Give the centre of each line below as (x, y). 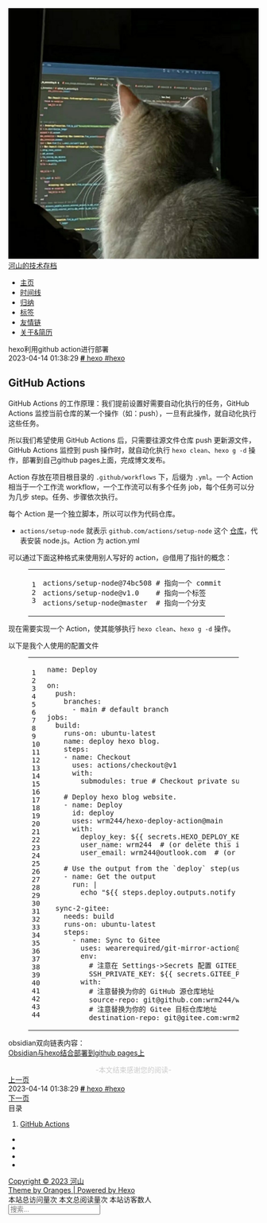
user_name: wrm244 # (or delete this (156, 844)
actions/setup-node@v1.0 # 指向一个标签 (124, 593)
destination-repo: (124, 1017)
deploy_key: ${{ (112, 836)
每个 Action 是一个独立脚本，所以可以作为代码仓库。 (94, 513)
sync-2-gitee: (83, 908)
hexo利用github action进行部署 (58, 349)
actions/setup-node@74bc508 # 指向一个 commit (132, 583)
